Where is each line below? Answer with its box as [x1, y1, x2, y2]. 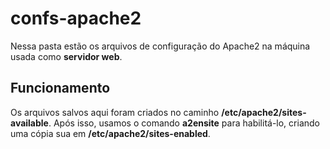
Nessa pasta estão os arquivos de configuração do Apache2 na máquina [10, 40, 311, 52]
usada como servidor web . [10, 50, 123, 62]
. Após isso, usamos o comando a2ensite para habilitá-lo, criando [48, 117, 320, 129]
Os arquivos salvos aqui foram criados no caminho [10, 106, 220, 118]
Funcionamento [10, 80, 111, 97]
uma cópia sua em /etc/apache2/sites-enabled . [10, 127, 211, 139]
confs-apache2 [10, 7, 142, 30]
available [10, 117, 49, 129]
